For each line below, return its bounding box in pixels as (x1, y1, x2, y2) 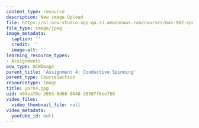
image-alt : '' (11, 47, 46, 53)
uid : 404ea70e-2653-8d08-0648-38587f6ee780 (6, 91, 115, 97)
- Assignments (6, 58, 41, 64)
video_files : (6, 96, 38, 102)
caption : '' (11, 36, 41, 42)
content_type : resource (6, 8, 65, 15)
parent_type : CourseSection (6, 74, 76, 80)
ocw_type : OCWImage (6, 63, 54, 70)
